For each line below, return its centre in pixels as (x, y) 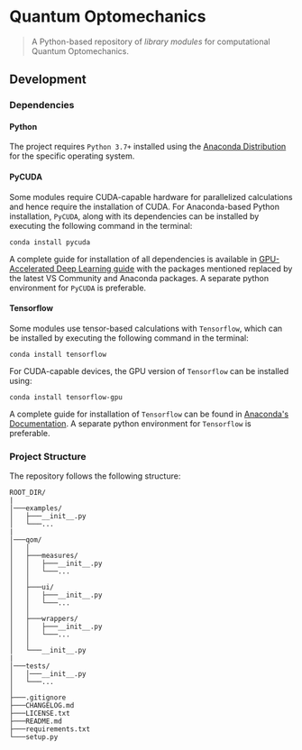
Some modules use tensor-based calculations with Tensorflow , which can (146, 328)
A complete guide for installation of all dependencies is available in (133, 259)
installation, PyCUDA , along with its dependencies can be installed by (134, 216)
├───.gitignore (38, 698)
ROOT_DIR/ (28, 493)
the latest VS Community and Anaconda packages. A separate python (139, 278)
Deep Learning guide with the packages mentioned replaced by (174, 269)
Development (48, 80)
